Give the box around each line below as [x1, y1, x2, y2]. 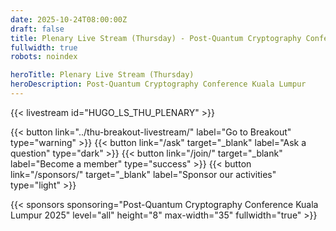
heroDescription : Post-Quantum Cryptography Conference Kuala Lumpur [10, 79, 307, 90]
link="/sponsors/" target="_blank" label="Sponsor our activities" [10, 168, 277, 180]
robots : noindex [10, 52, 78, 62]
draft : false [10, 24, 65, 34]
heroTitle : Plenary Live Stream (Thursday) [10, 70, 195, 80]
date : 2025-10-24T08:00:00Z [10, 14, 128, 25]
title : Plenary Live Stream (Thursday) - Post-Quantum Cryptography [10, 33, 302, 43]
